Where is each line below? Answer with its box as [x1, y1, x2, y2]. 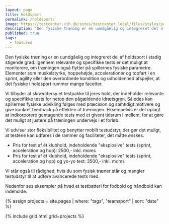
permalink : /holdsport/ [5, 17, 55, 22]
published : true [5, 31, 39, 36]
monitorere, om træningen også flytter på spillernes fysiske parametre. [5, 64, 152, 70]
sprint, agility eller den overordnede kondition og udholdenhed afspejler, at [5, 75, 160, 81]
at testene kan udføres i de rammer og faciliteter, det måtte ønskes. [5, 132, 144, 138]
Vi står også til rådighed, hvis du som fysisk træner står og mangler [5, 168, 145, 174]
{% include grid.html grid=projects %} [5, 213, 84, 219]
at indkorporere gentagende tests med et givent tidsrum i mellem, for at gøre [5, 112, 164, 118]
